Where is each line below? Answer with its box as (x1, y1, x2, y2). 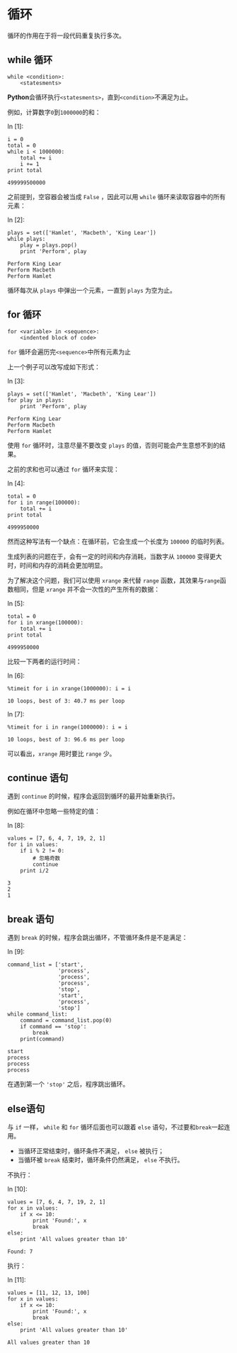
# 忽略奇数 (33, 855, 61, 862)
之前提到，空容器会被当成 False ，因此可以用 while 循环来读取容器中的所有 (7, 192, 226, 201)
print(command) (20, 1035, 65, 1043)
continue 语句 (7, 772, 69, 784)
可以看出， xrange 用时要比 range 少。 (7, 749, 116, 758)
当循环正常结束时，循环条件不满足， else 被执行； (17, 1147, 165, 1155)
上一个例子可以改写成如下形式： (7, 362, 100, 371)
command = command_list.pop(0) (20, 1017, 112, 1024)
